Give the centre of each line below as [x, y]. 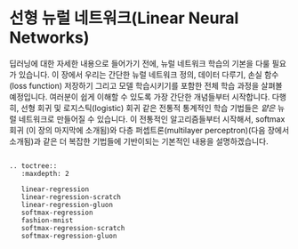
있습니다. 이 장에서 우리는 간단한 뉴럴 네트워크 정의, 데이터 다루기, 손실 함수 [149, 74]
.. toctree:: [33, 165]
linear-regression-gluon [67, 205]
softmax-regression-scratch [73, 228]
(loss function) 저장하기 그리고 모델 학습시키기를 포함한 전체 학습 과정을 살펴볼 [146, 85]
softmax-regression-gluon [69, 236]
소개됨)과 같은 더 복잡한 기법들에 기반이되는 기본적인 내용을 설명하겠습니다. [139, 141]
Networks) [49, 38]
